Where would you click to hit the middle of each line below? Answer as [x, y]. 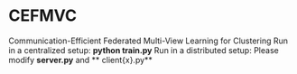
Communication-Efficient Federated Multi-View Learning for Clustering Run [148, 41]
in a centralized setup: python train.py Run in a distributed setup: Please [144, 50]
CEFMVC [43, 16]
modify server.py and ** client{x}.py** [80, 60]
